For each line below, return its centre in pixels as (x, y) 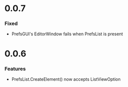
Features (15, 69)
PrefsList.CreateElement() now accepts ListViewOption (66, 79)
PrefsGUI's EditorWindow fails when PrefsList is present (67, 34)
